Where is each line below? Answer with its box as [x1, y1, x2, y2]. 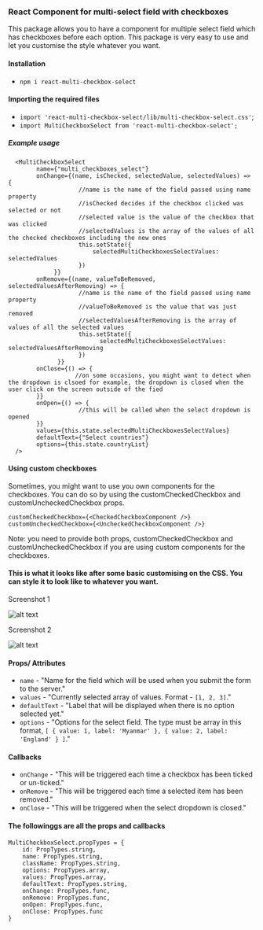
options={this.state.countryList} [36, 440, 149, 448]
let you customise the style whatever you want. [8, 41, 161, 50]
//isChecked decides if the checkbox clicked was [78, 199, 244, 207]
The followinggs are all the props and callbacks [8, 821, 166, 831]
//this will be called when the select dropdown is [78, 406, 251, 414]
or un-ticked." [19, 778, 64, 788]
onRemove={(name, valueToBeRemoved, [36, 275, 156, 283]
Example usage [8, 138, 60, 148]
